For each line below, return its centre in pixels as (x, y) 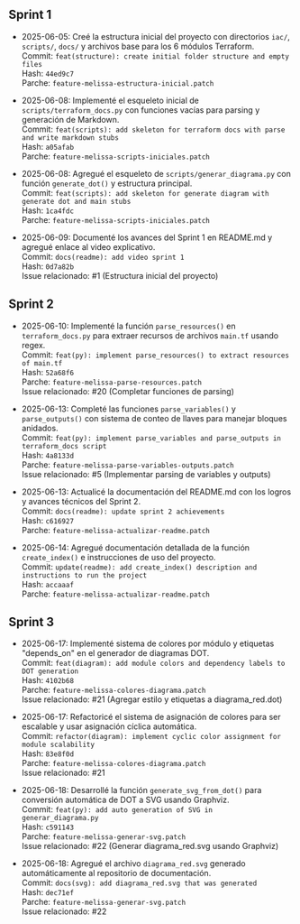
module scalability (58, 745)
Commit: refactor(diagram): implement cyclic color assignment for (151, 736)
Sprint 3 (32, 622)
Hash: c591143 (47, 827)
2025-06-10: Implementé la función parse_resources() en (128, 326)
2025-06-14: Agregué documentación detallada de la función (135, 547)
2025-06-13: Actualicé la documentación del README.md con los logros (156, 492)
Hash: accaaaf (47, 584)
